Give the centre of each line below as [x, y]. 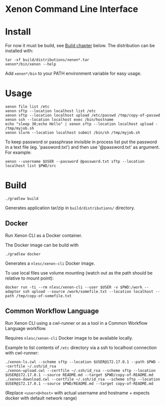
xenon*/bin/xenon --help [31, 64]
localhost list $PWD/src [31, 166]
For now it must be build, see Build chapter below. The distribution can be [80, 46]
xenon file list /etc [27, 107]
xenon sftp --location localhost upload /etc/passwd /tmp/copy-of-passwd [83, 116]
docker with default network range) [41, 398]
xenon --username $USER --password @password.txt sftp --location [75, 162]
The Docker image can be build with [42, 245]
